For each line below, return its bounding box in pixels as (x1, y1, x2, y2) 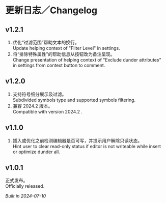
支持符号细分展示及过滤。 (12, 91, 67, 97)
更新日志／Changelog (5, 5, 98, 16)
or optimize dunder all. (12, 149, 60, 155)
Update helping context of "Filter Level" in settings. (12, 45, 121, 51)
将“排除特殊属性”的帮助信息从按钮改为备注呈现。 (12, 51, 116, 57)
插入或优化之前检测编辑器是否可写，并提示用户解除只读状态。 (12, 137, 143, 143)
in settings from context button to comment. (12, 62, 105, 68)
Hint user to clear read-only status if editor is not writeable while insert (12, 143, 161, 149)
